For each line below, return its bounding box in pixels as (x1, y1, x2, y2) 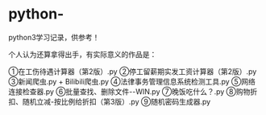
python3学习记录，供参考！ (8, 32, 100, 42)
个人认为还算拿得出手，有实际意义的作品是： (8, 49, 157, 59)
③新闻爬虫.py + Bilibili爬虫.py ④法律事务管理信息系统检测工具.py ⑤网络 (8, 76, 256, 86)
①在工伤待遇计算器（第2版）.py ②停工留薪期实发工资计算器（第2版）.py (8, 66, 257, 76)
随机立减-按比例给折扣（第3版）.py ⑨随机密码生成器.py (22, 97, 211, 106)
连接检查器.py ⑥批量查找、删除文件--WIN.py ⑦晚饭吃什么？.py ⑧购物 (8, 86, 251, 97)
